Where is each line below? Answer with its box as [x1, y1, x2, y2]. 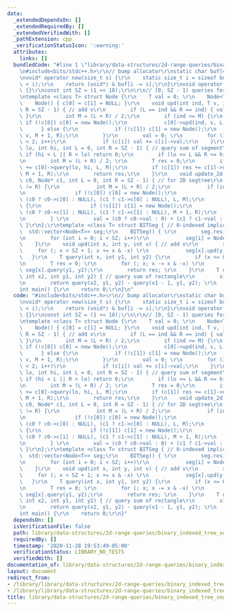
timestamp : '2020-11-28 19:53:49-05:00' [13, 542, 131, 549]
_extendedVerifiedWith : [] [13, 29, 91, 37]
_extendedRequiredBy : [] [13, 23, 85, 30]
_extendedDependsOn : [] [13, 17, 81, 23]
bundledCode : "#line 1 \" [13, 61, 88, 68]
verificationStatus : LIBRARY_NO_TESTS [13, 549, 125, 556]
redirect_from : [7, 574, 51, 581]
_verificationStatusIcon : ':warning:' [13, 42, 125, 49]
